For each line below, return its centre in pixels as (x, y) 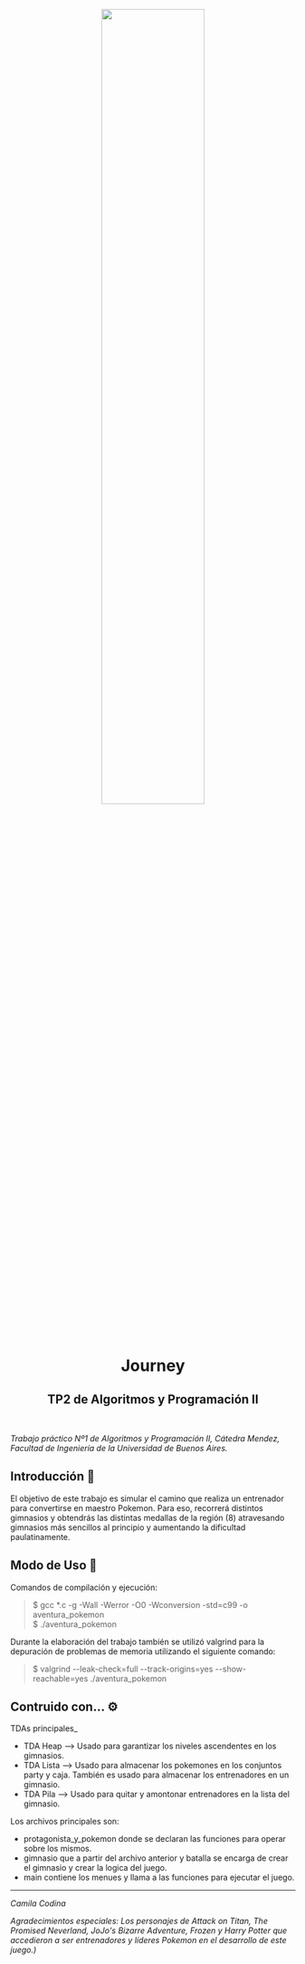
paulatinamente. (40, 1536)
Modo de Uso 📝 (54, 1566)
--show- (231, 1669)
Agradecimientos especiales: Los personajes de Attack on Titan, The (139, 1921)
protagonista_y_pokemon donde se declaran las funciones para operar (154, 1839)
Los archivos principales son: (65, 1822)
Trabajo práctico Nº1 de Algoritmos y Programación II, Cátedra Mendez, (145, 1439)
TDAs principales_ (44, 1728)
